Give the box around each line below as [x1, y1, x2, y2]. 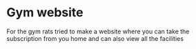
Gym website [6, 5, 84, 20]
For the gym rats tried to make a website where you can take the [6, 27, 190, 35]
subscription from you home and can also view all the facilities [6, 34, 184, 42]
